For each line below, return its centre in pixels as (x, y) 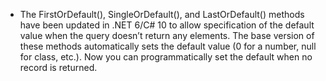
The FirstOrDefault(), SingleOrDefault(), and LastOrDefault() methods (162, 14)
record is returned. (58, 67)
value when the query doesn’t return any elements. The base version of (167, 35)
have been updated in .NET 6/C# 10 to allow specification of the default (167, 25)
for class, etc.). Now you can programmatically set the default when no (166, 57)
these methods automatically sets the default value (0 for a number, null (168, 46)
